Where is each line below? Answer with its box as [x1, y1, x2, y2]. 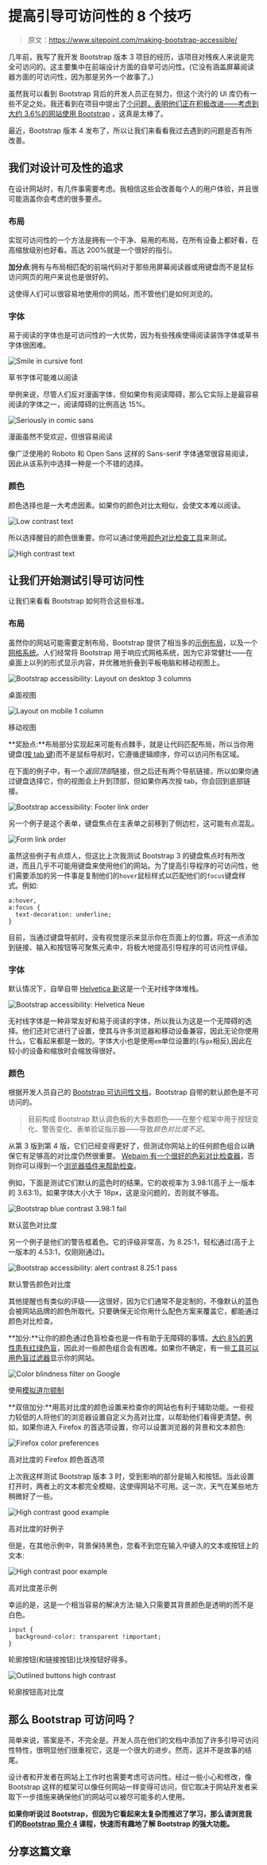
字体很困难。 [8, 340, 50, 350]
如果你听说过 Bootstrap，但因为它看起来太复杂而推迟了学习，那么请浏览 [8, 1809, 246, 1819]
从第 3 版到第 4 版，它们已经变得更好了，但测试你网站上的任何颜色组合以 [8, 1141, 248, 1151]
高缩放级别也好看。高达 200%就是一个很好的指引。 [8, 245, 176, 255]
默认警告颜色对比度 [8, 1280, 72, 1289]
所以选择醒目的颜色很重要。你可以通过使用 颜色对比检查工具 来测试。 [8, 533, 231, 542]
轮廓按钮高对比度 [8, 1687, 64, 1697]
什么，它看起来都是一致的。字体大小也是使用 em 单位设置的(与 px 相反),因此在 [8, 1036, 253, 1046]
